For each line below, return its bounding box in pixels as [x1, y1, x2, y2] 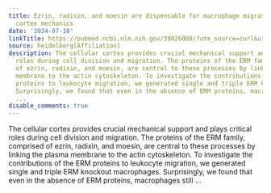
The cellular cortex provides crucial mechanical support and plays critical [8, 124, 252, 134]
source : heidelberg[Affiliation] [8, 42, 121, 50]
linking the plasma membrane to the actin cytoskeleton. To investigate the [8, 150, 253, 160]
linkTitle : [8, 34, 45, 43]
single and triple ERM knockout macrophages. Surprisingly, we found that [8, 167, 252, 177]
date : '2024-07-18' [8, 27, 74, 35]
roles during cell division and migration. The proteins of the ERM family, [8, 132, 246, 142]
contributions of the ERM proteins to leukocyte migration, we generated [8, 158, 246, 168]
